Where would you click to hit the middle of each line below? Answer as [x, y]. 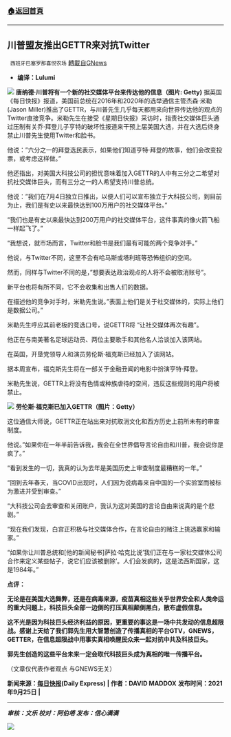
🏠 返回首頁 [25, 10]
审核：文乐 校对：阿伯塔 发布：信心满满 [63, 713]
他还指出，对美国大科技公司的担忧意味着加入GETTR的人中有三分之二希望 [110, 173]
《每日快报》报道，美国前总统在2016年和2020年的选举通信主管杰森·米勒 [110, 101]
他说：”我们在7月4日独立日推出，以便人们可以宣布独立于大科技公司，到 [109, 196]
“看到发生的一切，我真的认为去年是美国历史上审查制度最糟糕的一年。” [105, 468]
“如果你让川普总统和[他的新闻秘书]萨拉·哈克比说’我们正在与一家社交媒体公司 [115, 552]
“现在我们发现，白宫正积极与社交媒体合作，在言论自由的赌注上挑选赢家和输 [114, 529]
